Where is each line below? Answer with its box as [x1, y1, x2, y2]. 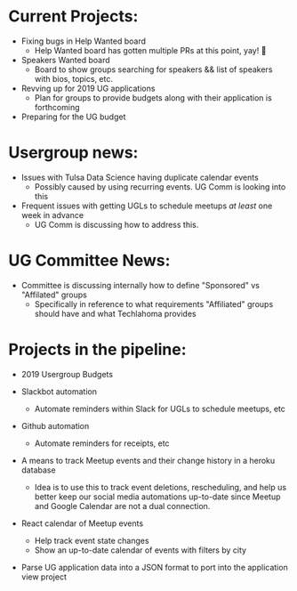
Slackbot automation [20, 385, 97, 397]
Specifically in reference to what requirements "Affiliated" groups [34, 298, 274, 309]
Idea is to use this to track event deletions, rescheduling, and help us [34, 482, 286, 492]
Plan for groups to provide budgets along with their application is [34, 92, 272, 103]
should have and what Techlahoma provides [34, 308, 197, 319]
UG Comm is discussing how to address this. [34, 219, 199, 230]
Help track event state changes [34, 535, 149, 546]
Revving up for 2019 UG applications [20, 83, 156, 93]
